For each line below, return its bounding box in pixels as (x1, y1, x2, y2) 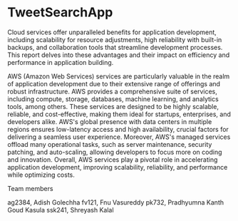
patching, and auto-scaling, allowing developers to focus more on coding (7, 148, 222, 156)
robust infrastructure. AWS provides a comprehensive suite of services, (7, 87, 217, 96)
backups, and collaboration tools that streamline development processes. (7, 43, 223, 51)
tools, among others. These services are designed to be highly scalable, (7, 102, 219, 110)
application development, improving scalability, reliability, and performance (7, 163, 228, 171)
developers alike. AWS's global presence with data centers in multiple (7, 117, 212, 125)
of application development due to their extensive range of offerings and (7, 79, 221, 88)
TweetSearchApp (7, 4, 113, 21)
